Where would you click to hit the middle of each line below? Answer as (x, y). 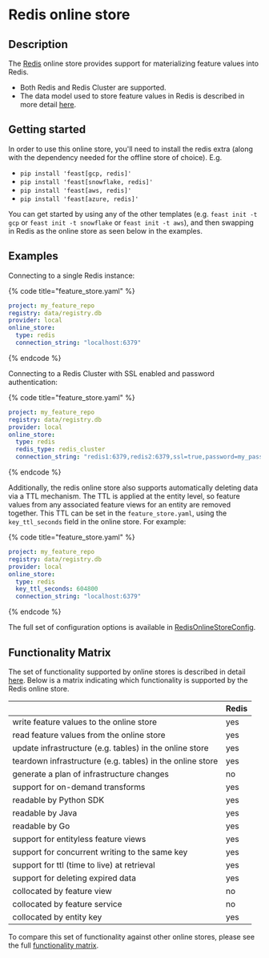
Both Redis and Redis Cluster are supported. (93, 87)
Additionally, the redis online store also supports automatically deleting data (133, 487)
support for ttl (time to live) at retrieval (84, 864)
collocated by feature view (62, 891)
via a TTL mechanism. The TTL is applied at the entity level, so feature (124, 496)
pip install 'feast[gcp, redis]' (76, 174)
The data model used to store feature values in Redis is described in (132, 96)
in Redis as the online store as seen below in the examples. (105, 230)
